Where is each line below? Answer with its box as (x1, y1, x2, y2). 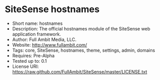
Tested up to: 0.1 (12, 58, 47, 64)
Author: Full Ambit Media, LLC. (12, 36, 77, 43)
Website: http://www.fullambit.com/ (12, 42, 87, 48)
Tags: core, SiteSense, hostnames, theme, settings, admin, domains (12, 47, 155, 53)
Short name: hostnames (12, 20, 63, 26)
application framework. (12, 31, 61, 37)
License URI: (12, 63, 39, 69)
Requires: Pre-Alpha (12, 52, 55, 59)
